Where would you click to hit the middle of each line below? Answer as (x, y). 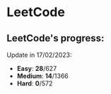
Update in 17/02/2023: (39, 55)
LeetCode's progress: (55, 38)
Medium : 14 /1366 (42, 76)
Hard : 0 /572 (35, 83)
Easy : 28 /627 (37, 68)
